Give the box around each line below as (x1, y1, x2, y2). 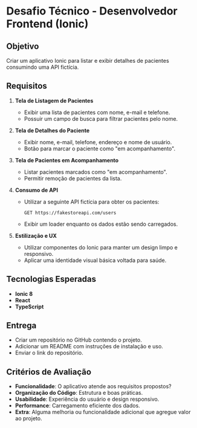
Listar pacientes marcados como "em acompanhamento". (24, 168, 167, 176)
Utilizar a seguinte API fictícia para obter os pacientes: (24, 198, 160, 205)
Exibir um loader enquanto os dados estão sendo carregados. (24, 220, 178, 228)
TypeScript (15, 303, 44, 310)
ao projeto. (15, 415, 42, 422)
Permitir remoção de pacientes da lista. (24, 174, 122, 182)
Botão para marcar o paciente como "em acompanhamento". (24, 145, 176, 152)
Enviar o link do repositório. (15, 349, 83, 357)
